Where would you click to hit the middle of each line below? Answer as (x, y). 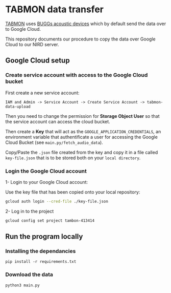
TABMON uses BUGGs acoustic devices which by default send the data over (86, 24)
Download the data (29, 275)
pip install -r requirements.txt (41, 262)
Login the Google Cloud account (46, 171)
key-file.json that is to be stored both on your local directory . (73, 158)
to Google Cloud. (23, 29)
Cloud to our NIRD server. (32, 44)
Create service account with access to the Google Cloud (77, 75)
